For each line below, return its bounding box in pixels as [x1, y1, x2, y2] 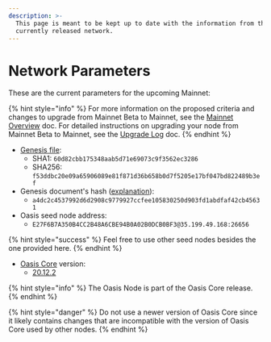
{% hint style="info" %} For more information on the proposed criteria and [8, 104, 255, 114]
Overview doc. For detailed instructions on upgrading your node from [8, 121, 240, 131]
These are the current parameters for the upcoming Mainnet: [8, 88, 211, 98]
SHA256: [31, 162, 63, 172]
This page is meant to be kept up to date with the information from [15, 19, 254, 27]
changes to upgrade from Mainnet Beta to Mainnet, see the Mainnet [8, 112, 234, 122]
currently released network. [15, 27, 114, 35]
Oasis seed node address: [19, 211, 107, 220]
